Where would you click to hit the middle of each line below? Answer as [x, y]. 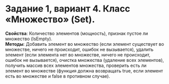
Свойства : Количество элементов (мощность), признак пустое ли [77, 33]
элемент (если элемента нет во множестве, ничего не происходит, [78, 55]
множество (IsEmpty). [29, 39]
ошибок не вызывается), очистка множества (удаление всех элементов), [84, 60]
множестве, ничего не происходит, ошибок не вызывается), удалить [79, 49]
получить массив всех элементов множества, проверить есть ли [76, 65]
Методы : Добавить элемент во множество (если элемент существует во [85, 44]
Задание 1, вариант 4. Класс [68, 9]
